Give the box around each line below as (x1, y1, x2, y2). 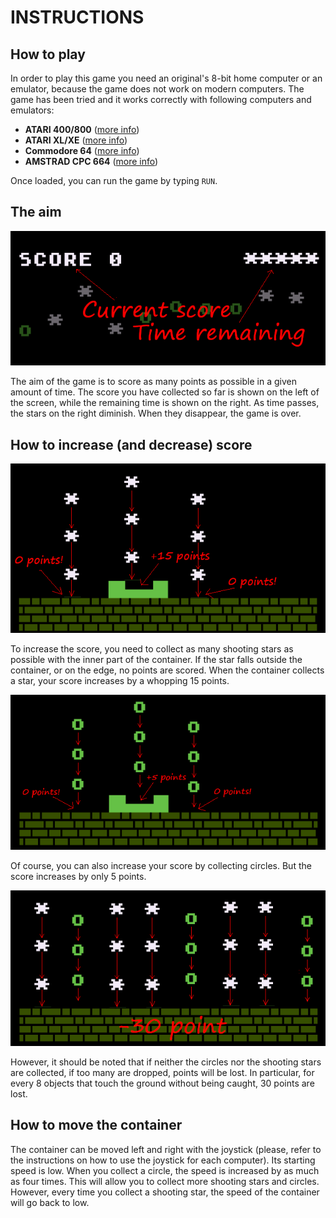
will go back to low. (10, 1196, 90, 1208)
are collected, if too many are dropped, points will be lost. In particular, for (10, 1066, 315, 1078)
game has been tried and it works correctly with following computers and (10, 94, 312, 105)
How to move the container (10, 1117, 183, 1134)
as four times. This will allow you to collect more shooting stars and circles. (10, 1175, 320, 1187)
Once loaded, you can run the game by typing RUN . (10, 175, 218, 186)
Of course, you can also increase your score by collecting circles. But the (10, 860, 312, 872)
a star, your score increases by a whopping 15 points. (10, 675, 230, 687)
